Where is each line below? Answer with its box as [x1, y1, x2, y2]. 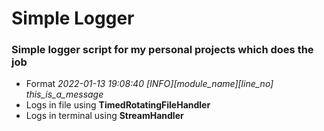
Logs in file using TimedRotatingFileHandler [25, 99, 211, 111]
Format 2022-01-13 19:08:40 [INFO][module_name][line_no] [25, 78, 274, 90]
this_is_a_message [25, 88, 104, 101]
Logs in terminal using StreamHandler [25, 110, 184, 122]
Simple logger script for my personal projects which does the [11, 43, 314, 57]
